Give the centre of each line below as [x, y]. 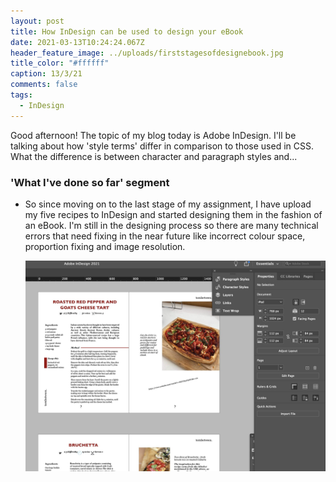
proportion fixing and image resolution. [105, 246]
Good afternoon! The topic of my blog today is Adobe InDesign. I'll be [153, 135]
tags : [21, 95]
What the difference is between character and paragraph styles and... [154, 156]
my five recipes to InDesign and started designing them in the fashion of [173, 214]
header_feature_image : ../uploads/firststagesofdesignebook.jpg [147, 53]
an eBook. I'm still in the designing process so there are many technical [171, 225]
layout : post [37, 21]
